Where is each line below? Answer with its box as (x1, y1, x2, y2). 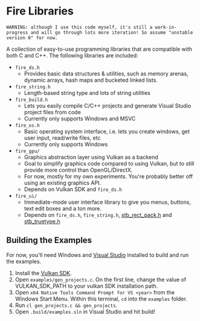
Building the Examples (6, 235, 92, 245)
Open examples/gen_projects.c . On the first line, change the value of (15, 276, 186, 283)
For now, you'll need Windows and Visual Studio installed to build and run (6, 251, 189, 258)
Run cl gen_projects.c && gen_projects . (15, 301, 118, 309)
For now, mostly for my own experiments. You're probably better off (24, 172, 193, 180)
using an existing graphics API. (24, 179, 102, 186)
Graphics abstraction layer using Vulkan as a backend (24, 153, 158, 161)
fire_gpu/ (15, 148, 40, 154)
